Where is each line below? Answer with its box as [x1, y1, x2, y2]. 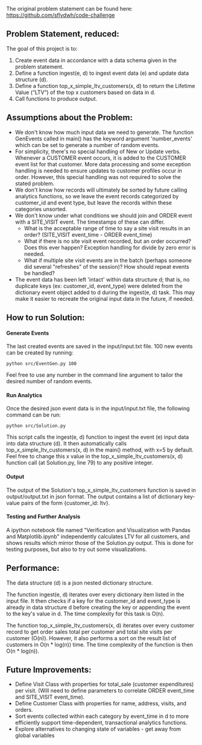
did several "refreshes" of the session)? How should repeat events [24, 263, 189, 270]
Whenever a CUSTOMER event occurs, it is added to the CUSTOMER [14, 154, 186, 162]
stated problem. [14, 180, 55, 187]
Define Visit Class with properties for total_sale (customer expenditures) [14, 681, 194, 688]
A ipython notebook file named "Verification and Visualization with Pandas [6, 526, 191, 533]
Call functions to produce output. [14, 95, 98, 102]
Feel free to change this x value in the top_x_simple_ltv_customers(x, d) [6, 453, 183, 460]
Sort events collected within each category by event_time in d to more [14, 712, 189, 720]
